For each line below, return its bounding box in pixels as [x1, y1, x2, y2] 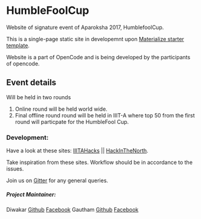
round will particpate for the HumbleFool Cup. [14, 118, 129, 125]
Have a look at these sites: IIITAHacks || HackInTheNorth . [6, 147, 149, 154]
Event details [6, 77, 57, 88]
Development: [6, 133, 49, 142]
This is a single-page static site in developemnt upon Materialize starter [6, 35, 184, 42]
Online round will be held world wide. [14, 105, 107, 113]
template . [6, 42, 30, 49]
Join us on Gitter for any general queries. [6, 177, 109, 185]
